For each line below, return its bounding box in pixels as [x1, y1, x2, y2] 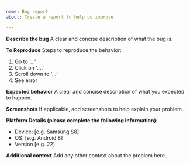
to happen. [6, 94, 32, 101]
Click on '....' [14, 64, 44, 71]
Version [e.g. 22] [14, 140, 56, 147]
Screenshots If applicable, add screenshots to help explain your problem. [6, 105, 184, 112]
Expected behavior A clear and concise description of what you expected [6, 88, 185, 95]
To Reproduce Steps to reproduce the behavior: [6, 46, 122, 53]
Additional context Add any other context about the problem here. [6, 152, 167, 159]
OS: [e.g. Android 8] [14, 134, 63, 141]
